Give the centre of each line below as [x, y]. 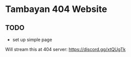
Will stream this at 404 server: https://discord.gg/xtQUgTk [65, 49]
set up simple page [32, 39]
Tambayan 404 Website [56, 9]
